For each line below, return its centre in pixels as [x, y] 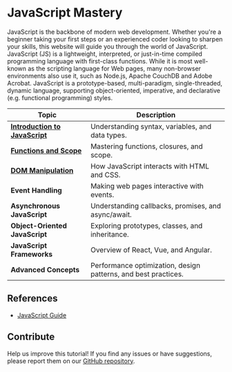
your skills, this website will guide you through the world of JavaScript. [108, 46]
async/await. [112, 214]
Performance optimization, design [146, 265]
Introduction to [36, 126]
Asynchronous [36, 206]
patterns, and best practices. [137, 274]
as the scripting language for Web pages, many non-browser [114, 68]
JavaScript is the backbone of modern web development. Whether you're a [114, 32]
